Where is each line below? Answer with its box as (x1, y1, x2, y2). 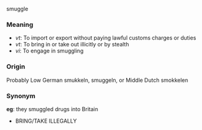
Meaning (6, 20, 34, 29)
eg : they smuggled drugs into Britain (6, 105, 99, 112)
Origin (6, 62, 26, 71)
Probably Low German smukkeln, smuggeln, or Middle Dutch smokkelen (6, 76, 189, 84)
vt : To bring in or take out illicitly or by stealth (15, 41, 130, 48)
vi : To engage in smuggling (15, 47, 84, 54)
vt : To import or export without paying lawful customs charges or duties (15, 34, 196, 42)
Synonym (6, 92, 36, 100)
